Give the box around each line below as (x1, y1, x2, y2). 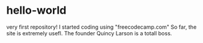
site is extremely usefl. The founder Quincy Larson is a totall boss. (6, 29, 173, 36)
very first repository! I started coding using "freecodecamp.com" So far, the (6, 23, 197, 30)
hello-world (6, 4, 67, 17)
